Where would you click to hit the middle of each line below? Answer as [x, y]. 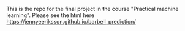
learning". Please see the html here [51, 15]
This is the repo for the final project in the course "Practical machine [92, 9]
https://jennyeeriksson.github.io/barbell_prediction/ [71, 22]
